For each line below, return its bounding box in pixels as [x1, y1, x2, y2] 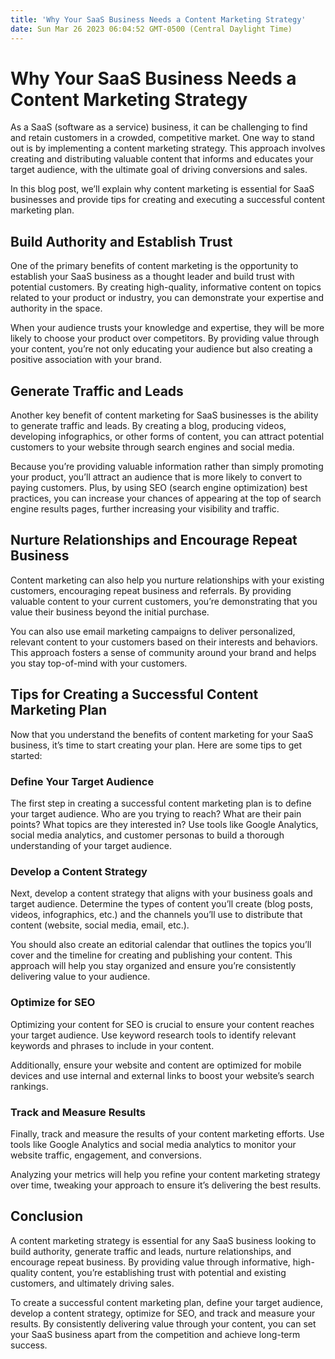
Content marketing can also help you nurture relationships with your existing [10, 574, 325, 586]
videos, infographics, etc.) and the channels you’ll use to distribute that [10, 909, 303, 921]
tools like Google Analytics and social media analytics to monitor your [10, 1138, 297, 1150]
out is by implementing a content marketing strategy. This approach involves [10, 142, 326, 155]
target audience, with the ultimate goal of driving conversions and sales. [10, 164, 308, 176]
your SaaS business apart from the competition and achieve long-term [10, 1328, 301, 1340]
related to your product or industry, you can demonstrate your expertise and [10, 292, 325, 304]
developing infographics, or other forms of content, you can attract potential [10, 431, 325, 443]
